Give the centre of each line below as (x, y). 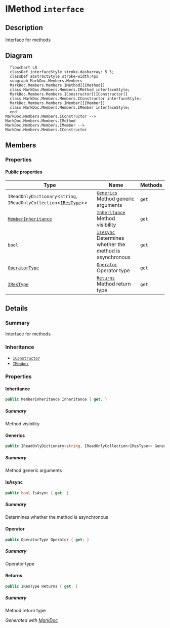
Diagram (19, 56)
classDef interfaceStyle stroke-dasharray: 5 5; (62, 72)
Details (16, 308)
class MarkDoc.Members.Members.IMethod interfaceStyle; (70, 89)
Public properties (24, 172)
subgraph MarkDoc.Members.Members (46, 81)
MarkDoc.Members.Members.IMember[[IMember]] (57, 103)
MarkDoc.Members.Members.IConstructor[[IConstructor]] (69, 94)
